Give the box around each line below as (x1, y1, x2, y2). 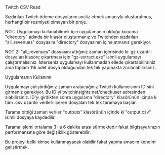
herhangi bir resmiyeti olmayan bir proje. (5, 19, 87, 25)
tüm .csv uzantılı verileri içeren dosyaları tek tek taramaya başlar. (5, 100, 137, 105)
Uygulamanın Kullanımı (5, 74, 52, 80)
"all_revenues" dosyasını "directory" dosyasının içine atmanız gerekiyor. (5, 39, 152, 45)
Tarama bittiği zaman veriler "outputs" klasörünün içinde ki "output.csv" (5, 109, 152, 115)
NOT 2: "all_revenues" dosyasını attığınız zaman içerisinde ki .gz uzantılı (5, 49, 152, 54)
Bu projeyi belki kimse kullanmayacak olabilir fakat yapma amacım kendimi (5, 139, 157, 145)
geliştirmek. (5, 144, 29, 150)
